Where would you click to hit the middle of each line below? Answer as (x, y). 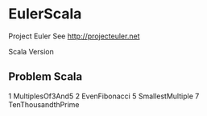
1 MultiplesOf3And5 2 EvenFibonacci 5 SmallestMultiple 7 (104, 96)
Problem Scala (46, 77)
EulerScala (45, 14)
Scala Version (31, 51)
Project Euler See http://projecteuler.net (74, 36)
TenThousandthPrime (44, 104)
